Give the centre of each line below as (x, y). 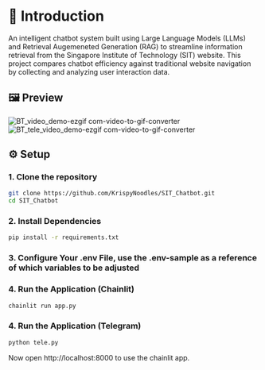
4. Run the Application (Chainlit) (72, 289)
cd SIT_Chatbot (33, 201)
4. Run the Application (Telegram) (75, 326)
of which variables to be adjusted (74, 268)
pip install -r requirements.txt (64, 237)
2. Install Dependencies (55, 222)
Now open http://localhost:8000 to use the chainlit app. (99, 357)
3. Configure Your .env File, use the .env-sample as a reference (132, 258)
